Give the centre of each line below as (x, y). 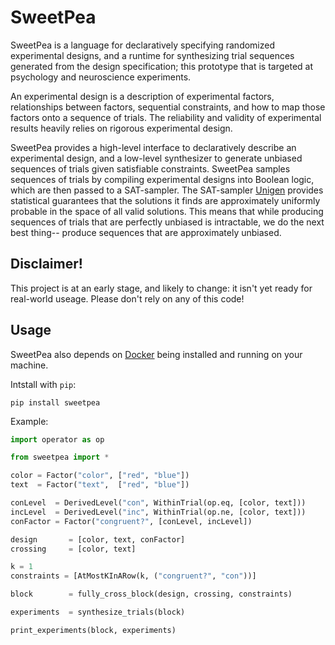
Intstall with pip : (43, 384)
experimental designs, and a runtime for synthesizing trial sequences (152, 55)
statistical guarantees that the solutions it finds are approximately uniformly (165, 200)
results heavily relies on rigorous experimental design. (121, 128)
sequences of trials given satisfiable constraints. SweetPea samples (150, 168)
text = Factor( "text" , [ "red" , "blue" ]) (100, 485)
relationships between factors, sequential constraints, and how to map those (168, 107)
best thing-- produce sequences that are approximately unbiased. (146, 232)
